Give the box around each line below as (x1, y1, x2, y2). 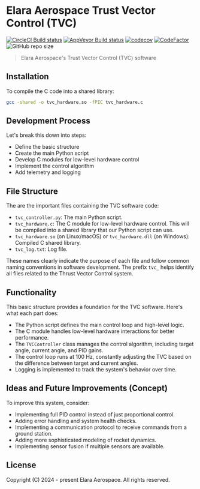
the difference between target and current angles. (14, 359, 139, 367)
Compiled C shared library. (14, 239, 81, 247)
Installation (6, 71, 49, 82)
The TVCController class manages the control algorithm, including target (14, 340, 194, 348)
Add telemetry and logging (14, 169, 81, 176)
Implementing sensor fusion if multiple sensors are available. (14, 442, 165, 450)
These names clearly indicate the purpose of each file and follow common (6, 257, 190, 265)
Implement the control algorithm (14, 163, 95, 170)
